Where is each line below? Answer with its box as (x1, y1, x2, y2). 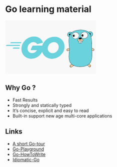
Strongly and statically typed (12, 102, 72, 108)
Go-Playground (12, 146, 44, 152)
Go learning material (5, 3, 91, 15)
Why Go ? (5, 83, 36, 92)
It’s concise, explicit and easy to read (12, 107, 89, 113)
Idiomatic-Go (12, 156, 40, 162)
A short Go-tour (12, 140, 45, 146)
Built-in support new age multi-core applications (12, 112, 112, 118)
